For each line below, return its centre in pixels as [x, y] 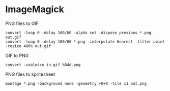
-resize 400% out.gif [28, 46]
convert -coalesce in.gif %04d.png [43, 65]
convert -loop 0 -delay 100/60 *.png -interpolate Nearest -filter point [85, 42]
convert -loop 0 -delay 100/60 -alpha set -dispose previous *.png [78, 33]
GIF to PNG [17, 55]
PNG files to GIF [22, 23]
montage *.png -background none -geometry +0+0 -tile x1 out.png [76, 83]
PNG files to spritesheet [30, 74]
